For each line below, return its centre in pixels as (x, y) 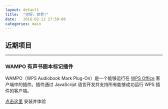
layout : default (22, 10)
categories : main (23, 24)
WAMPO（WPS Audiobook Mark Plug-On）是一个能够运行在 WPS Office (80, 78)
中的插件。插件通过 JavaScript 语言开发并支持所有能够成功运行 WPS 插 (87, 84)
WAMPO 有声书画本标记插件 (39, 66)
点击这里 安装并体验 (25, 101)
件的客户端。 (18, 91)
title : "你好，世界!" (27, 14)
